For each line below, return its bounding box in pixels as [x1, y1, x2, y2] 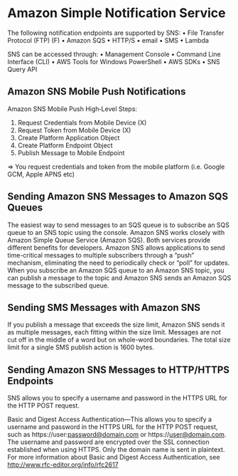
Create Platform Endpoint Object [17, 141, 113, 149]
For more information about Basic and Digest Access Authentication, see [7, 453, 220, 462]
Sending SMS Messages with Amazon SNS [7, 301, 201, 314]
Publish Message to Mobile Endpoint [17, 148, 125, 157]
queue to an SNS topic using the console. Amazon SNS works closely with [7, 228, 225, 236]
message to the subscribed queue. [7, 281, 109, 290]
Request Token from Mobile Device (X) [17, 126, 131, 134]
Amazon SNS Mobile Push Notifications [7, 85, 186, 97]
